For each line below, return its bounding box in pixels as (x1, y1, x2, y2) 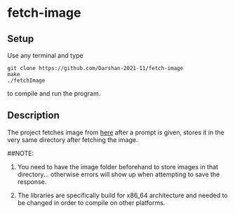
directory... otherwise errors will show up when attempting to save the (17, 170, 220, 178)
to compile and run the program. (7, 90, 101, 97)
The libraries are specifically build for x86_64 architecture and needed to (17, 191, 228, 199)
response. (17, 177, 47, 186)
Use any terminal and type (7, 51, 83, 59)
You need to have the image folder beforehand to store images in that (17, 162, 219, 171)
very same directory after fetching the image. (7, 135, 138, 144)
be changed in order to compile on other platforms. (17, 198, 166, 207)
